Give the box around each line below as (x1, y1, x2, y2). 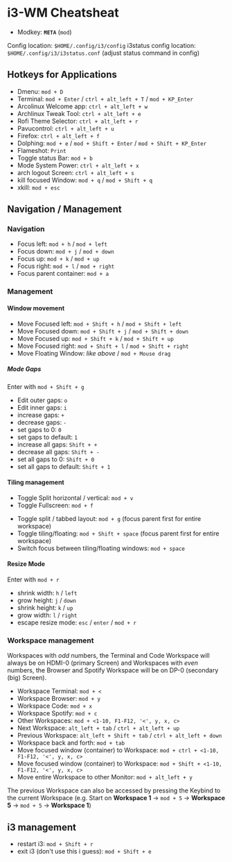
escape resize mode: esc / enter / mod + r (17, 618, 137, 627)
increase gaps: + (17, 411, 64, 419)
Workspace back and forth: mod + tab (17, 738, 125, 747)
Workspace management (7, 636, 95, 645)
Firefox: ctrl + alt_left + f (17, 131, 100, 140)
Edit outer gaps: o (17, 396, 68, 404)
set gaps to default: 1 (17, 433, 78, 441)
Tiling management (7, 478, 64, 487)
